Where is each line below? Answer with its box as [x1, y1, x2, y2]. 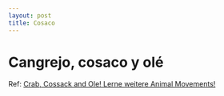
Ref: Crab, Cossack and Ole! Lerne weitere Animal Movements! [8, 79, 216, 89]
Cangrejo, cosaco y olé [8, 53, 164, 71]
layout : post [8, 11, 52, 20]
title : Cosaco [8, 19, 56, 27]
